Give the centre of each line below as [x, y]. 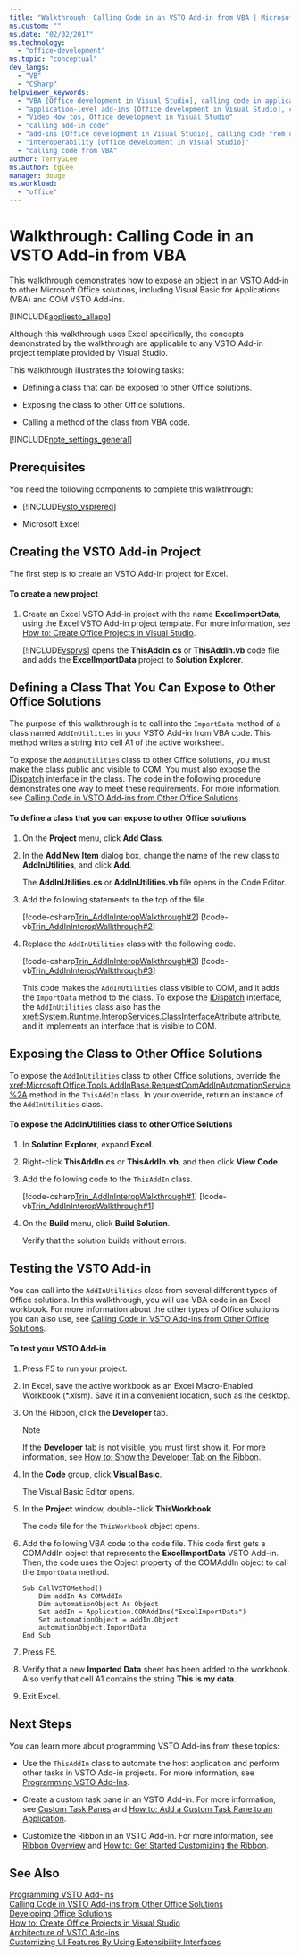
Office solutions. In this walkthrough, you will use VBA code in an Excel [140, 1300]
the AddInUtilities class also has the [91, 1006]
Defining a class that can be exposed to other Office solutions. [137, 387]
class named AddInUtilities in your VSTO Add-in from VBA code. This [140, 732]
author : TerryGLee [43, 159]
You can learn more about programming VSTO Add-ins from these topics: [144, 1746]
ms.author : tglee [42, 167]
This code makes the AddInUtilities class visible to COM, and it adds [151, 987]
